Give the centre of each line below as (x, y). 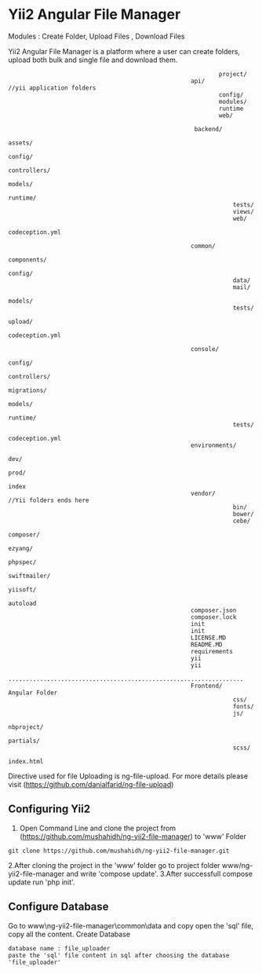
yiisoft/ (22, 590)
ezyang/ (21, 548)
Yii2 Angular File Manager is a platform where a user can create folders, (124, 51)
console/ (205, 349)
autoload (22, 603)
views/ (244, 211)
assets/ (21, 143)
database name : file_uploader (59, 948)
